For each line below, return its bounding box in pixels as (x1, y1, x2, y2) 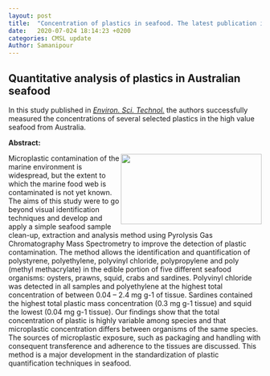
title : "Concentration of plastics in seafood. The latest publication (8, 19, 257, 27)
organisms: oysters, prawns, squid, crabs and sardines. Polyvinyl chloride (8, 272, 252, 282)
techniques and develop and (8, 213, 103, 223)
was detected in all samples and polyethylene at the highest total (8, 281, 223, 291)
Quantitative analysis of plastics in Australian (8, 72, 241, 85)
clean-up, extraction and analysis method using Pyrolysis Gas (8, 230, 213, 239)
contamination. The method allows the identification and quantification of (8, 247, 251, 257)
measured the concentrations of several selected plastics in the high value (8, 113, 255, 123)
